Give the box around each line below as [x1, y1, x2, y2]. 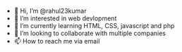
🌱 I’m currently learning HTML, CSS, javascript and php [13, 22, 175, 30]
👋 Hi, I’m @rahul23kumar [13, 7, 87, 15]
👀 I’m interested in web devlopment [13, 14, 117, 22]
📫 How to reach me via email [13, 37, 100, 45]
